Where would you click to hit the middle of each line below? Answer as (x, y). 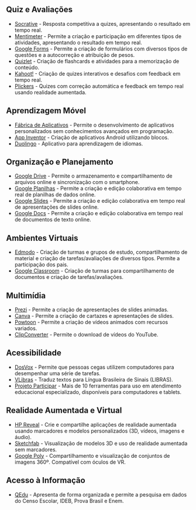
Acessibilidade (34, 353)
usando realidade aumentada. (50, 92)
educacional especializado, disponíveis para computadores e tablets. (98, 392)
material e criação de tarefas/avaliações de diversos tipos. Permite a (97, 259)
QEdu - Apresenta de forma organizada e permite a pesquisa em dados (101, 494)
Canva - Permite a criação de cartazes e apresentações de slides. (94, 316)
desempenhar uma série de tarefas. (58, 373)
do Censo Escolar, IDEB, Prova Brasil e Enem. (69, 501)
